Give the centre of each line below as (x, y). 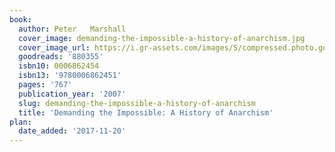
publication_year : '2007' (72, 94)
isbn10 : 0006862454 (59, 66)
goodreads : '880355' (61, 57)
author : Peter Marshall (72, 29)
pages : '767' (45, 85)
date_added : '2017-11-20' (72, 131)
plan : (20, 122)
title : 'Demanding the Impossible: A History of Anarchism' (146, 112)
